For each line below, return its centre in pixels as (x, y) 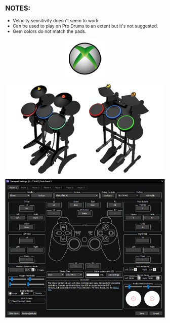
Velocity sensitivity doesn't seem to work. (56, 20)
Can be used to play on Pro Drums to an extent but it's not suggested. (85, 26)
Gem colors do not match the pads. (49, 31)
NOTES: (18, 8)
